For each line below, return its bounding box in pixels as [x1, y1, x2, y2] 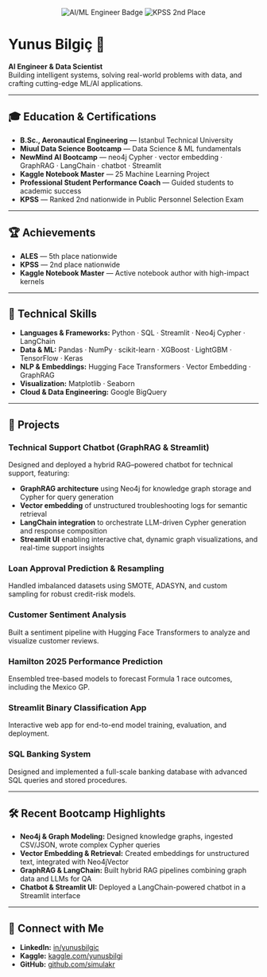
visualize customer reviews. [8, 635, 99, 645]
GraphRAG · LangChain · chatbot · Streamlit [19, 160, 161, 170]
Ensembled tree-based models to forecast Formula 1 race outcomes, [8, 674, 233, 683]
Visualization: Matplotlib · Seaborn [19, 379, 135, 389]
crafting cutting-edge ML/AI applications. [8, 78, 143, 88]
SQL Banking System [8, 748, 91, 760]
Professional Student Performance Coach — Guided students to [19, 178, 234, 187]
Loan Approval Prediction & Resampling [8, 562, 164, 573]
